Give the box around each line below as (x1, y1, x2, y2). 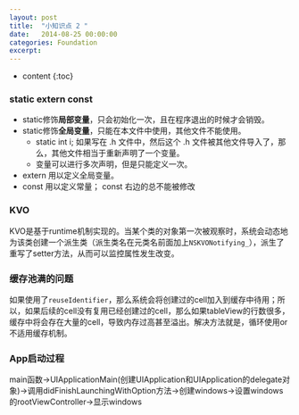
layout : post (9, 12, 58, 22)
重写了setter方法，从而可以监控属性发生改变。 (9, 247, 180, 259)
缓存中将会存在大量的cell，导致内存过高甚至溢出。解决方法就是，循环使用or (9, 317, 288, 328)
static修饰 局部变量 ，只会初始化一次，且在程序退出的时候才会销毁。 (21, 114, 270, 125)
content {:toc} (21, 71, 74, 81)
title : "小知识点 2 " (9, 21, 88, 30)
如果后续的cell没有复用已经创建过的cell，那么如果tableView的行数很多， (24, 305, 290, 317)
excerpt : (9, 46, 42, 55)
